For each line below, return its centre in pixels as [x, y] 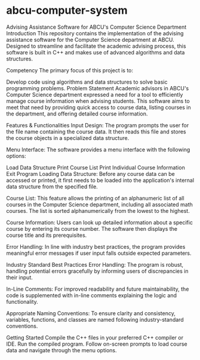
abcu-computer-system [67, 10]
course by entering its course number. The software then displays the [92, 228]
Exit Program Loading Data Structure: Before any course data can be [90, 173]
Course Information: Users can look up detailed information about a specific [99, 222]
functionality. [22, 301]
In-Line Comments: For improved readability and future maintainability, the [98, 289]
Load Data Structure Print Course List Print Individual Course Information [96, 167]
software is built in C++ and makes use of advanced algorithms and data [96, 52]
